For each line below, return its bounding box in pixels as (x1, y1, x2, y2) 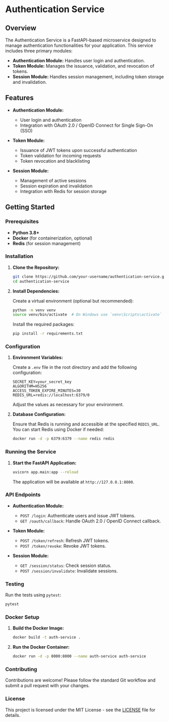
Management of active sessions (20, 177, 87, 183)
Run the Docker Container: (12, 644, 70, 650)
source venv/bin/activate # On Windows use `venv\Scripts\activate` (12, 312, 162, 317)
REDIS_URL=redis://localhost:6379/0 (12, 393, 90, 398)
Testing (5, 580, 24, 587)
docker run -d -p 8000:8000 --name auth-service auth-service (12, 654, 146, 659)
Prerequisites (5, 218, 39, 225)
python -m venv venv (12, 307, 56, 313)
